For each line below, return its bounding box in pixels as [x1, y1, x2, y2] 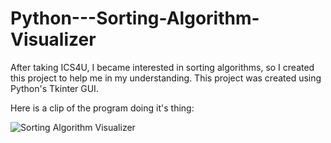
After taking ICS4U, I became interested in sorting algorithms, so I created [10, 61, 315, 73]
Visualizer [10, 28, 97, 51]
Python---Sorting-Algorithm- [10, 7, 260, 30]
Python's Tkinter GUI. [10, 82, 99, 94]
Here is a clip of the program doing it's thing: [10, 102, 195, 114]
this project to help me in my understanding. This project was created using [10, 72, 322, 84]
